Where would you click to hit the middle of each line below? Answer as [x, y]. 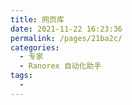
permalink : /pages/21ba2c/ [66, 38]
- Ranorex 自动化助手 [60, 66]
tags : [21, 76]
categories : [35, 47]
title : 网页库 [37, 19]
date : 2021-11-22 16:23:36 [66, 29]
